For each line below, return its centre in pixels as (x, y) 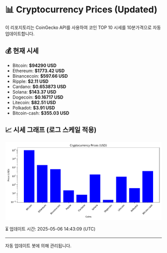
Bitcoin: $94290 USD (34, 65)
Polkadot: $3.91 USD (34, 108)
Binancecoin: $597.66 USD (40, 76)
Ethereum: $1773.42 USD (39, 71)
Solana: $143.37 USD (34, 92)
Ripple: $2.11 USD (30, 81)
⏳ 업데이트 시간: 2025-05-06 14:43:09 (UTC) (50, 229)
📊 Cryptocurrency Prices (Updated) (81, 10)
